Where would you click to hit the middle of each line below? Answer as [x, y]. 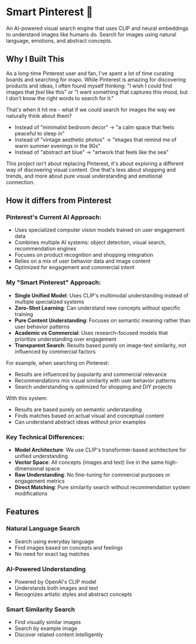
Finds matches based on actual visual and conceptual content [89, 415]
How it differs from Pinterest [59, 201]
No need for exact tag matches [52, 554]
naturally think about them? [39, 116]
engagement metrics [39, 481]
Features [23, 512]
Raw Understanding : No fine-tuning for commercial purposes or [92, 475]
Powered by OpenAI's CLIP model [55, 582]
